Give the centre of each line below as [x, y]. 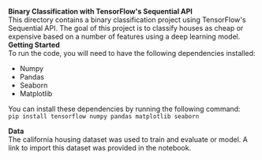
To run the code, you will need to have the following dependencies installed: [132, 53]
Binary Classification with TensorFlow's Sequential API [101, 11]
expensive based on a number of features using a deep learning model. [124, 36]
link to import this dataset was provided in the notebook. [100, 148]
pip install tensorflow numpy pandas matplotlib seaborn [104, 117]
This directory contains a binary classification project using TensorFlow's [127, 20]
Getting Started [34, 45]
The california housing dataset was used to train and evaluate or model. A [128, 140]
